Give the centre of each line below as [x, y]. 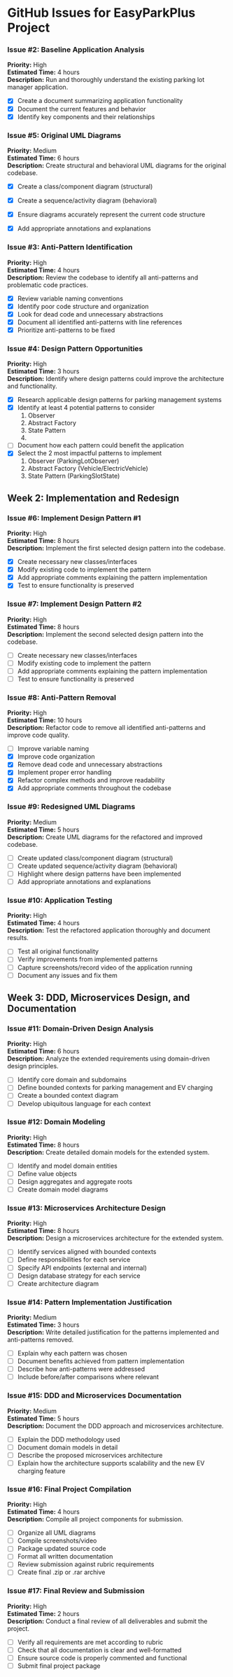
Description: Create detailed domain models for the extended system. [108, 1152]
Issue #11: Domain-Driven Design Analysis [80, 1028]
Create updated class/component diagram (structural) [95, 858]
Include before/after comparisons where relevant [88, 1377]
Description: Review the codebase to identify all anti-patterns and [103, 277]
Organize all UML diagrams [56, 1533]
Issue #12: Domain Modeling [56, 1122]
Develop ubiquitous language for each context [84, 1103]
